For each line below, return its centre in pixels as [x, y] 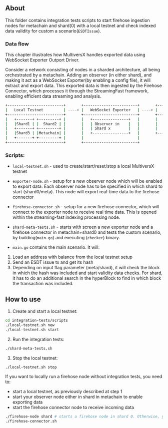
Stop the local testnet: [35, 358]
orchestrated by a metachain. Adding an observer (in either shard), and [78, 75]
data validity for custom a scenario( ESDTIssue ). [53, 31]
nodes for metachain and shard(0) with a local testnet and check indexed [80, 25]
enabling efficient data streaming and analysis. [53, 96]
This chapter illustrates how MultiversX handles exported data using [75, 55]
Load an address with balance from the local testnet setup [72, 257]
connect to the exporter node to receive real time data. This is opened [84, 212]
